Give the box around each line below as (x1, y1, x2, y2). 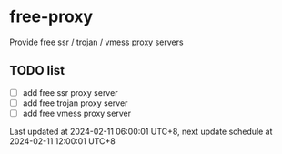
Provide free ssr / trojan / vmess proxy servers (9, 36, 184, 47)
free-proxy (9, 6, 94, 27)
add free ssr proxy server (22, 87, 118, 98)
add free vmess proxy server (22, 108, 132, 118)
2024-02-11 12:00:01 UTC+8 (9, 135, 116, 147)
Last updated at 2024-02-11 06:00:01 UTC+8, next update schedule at (9, 126, 273, 137)
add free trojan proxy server (22, 98, 128, 108)
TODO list (9, 63, 65, 78)
